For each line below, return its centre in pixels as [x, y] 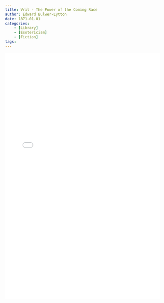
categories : [17, 23]
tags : [11, 42]
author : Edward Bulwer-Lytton [36, 14]
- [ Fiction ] [26, 37]
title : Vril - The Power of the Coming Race [51, 10]
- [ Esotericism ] [31, 32]
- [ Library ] [26, 28]
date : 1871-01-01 [23, 19]
